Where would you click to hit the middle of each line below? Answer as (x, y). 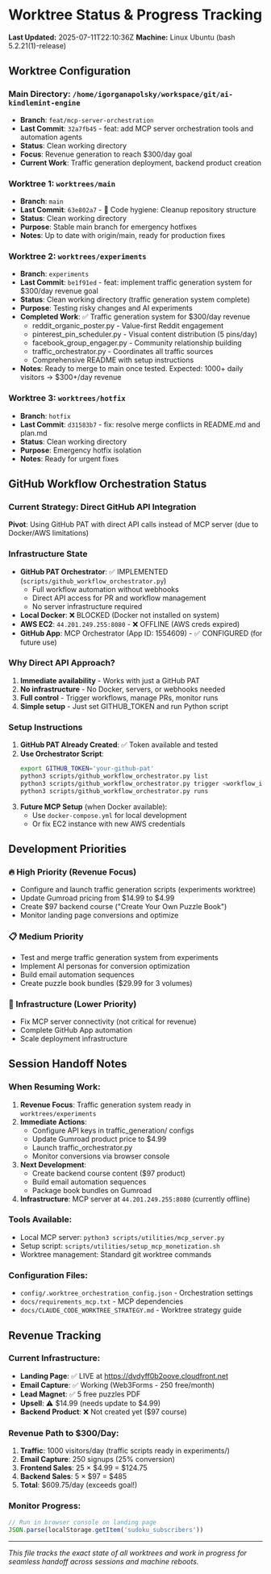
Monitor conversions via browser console (101, 1156)
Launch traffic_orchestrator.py (82, 1147)
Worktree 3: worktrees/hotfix (67, 399)
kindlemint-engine (44, 103)
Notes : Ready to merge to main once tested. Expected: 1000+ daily (131, 369)
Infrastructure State (48, 554)
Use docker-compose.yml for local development (109, 815)
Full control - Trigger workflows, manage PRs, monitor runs (119, 697)
